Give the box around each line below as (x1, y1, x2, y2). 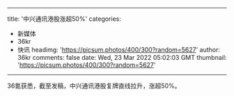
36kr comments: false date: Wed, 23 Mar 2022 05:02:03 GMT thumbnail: (17, 54, 227, 61)
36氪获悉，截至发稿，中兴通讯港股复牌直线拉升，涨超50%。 (7, 81, 181, 90)
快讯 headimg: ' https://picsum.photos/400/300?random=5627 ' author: (17, 46, 221, 54)
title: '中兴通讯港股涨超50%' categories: (7, 15, 122, 23)
